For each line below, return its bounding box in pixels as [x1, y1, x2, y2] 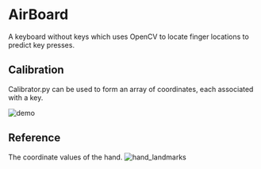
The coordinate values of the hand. [8, 152, 123, 162]
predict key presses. [8, 40, 75, 49]
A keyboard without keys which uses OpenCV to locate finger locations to [8, 32, 250, 41]
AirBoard [8, 6, 69, 24]
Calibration [8, 63, 65, 77]
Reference [8, 131, 61, 144]
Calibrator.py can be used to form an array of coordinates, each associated [8, 84, 254, 94]
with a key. [8, 93, 44, 102]
